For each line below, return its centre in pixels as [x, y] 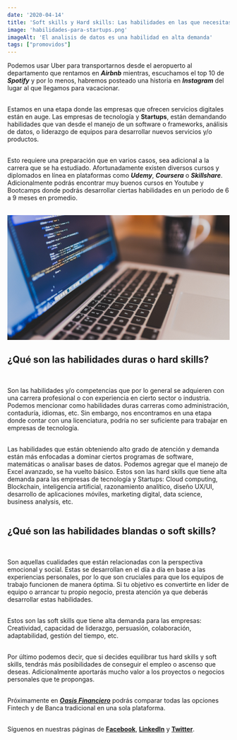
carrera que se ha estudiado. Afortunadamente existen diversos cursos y [114, 168]
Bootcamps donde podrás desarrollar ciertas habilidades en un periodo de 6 [118, 190]
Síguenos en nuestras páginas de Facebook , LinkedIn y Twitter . [101, 729]
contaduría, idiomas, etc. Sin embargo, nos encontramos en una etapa [109, 413]
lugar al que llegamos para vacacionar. [63, 88]
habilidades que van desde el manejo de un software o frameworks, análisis [117, 124]
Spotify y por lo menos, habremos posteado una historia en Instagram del [116, 80]
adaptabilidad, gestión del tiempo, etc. [63, 636]
